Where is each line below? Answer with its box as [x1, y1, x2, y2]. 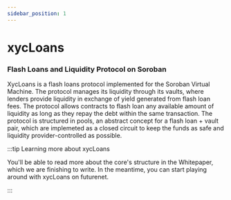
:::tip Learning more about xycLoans [7, 145, 111, 153]
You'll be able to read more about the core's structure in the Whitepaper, [7, 158, 214, 166]
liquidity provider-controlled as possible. [7, 132, 122, 140]
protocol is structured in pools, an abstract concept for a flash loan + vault [7, 117, 219, 125]
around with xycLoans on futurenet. [7, 173, 109, 181]
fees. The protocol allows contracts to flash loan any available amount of [7, 102, 214, 110]
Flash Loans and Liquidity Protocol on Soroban [7, 64, 167, 74]
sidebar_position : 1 [7, 10, 67, 17]
